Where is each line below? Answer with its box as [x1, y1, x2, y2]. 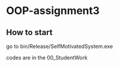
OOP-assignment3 [6, 4, 100, 18]
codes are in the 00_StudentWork [6, 54, 88, 61]
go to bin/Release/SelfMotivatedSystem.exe [6, 43, 114, 50]
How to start [6, 27, 53, 37]
